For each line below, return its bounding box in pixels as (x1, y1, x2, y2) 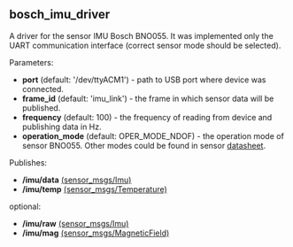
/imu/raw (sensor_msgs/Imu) (21, 218, 129, 228)
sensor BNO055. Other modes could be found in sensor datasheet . (21, 140, 266, 151)
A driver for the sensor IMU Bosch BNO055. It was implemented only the (9, 30, 274, 41)
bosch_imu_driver (9, 7, 111, 22)
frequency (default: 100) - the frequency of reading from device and (21, 112, 273, 122)
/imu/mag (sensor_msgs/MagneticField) (21, 228, 170, 238)
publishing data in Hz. (21, 121, 102, 132)
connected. (21, 83, 65, 94)
